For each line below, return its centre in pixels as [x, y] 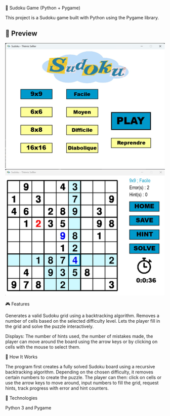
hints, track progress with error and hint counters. [57, 388]
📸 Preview [21, 34]
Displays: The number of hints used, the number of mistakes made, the [79, 336]
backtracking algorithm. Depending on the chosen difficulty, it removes [79, 372]
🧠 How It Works [22, 357]
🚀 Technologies [22, 398]
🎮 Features [17, 304]
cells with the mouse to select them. [43, 347]
